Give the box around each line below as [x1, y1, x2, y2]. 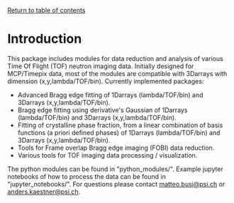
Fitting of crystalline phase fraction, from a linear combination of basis [17, 121, 223, 129]
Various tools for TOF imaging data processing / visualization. [17, 150, 198, 159]
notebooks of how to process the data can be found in [7, 172, 167, 180]
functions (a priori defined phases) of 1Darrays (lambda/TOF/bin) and [17, 128, 221, 137]
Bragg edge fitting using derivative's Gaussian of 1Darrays [17, 106, 188, 114]
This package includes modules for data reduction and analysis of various [7, 54, 223, 62]
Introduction [7, 31, 82, 47]
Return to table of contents [7, 6, 86, 14]
